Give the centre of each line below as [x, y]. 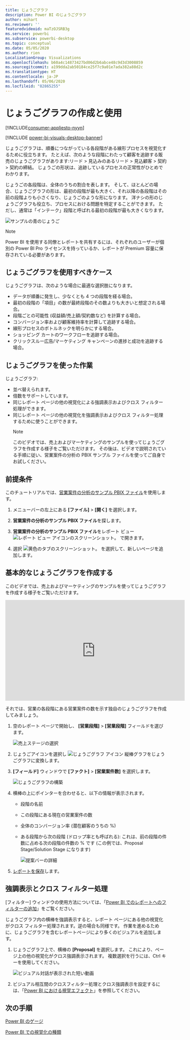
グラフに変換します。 [40, 760]
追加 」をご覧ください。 [52, 908]
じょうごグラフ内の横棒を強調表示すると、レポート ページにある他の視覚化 [85, 919]
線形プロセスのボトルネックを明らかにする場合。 [64, 329]
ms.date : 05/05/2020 [27, 48]
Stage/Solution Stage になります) [55, 849]
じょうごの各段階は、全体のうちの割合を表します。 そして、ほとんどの [79, 184]
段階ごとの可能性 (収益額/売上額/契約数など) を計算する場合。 [78, 316]
